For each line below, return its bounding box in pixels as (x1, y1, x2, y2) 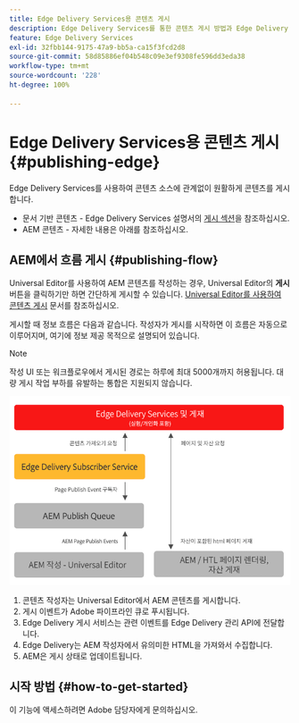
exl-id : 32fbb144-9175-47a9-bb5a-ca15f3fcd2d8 (9, 43, 186, 52)
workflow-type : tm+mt (9, 62, 90, 71)
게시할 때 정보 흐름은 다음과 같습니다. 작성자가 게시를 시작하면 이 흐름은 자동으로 (9, 319, 288, 330)
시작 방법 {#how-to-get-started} (9, 679, 189, 694)
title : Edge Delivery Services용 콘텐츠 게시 (9, 14, 170, 23)
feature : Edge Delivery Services (9, 33, 134, 42)
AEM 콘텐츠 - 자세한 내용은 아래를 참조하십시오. (21, 223, 189, 234)
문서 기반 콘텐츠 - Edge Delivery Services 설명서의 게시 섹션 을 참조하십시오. (21, 213, 290, 223)
